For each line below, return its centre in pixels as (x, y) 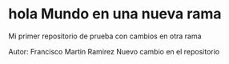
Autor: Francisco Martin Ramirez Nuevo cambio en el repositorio (114, 51)
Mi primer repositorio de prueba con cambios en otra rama (105, 36)
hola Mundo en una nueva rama (115, 14)
